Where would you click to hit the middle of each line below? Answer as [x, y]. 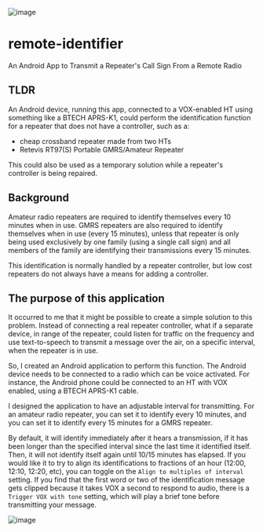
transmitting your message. [52, 505]
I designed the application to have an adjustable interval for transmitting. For [131, 406]
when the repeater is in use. [53, 350]
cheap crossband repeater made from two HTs [95, 141]
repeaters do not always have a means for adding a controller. [108, 273]
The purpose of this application [86, 298]
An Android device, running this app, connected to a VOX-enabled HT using [131, 109]
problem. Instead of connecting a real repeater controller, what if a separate [131, 325]
